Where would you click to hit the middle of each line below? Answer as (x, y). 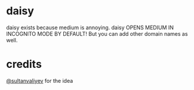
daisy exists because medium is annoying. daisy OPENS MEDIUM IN (90, 27)
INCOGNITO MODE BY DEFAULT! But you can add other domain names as (97, 33)
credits (24, 64)
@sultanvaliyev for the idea (40, 80)
